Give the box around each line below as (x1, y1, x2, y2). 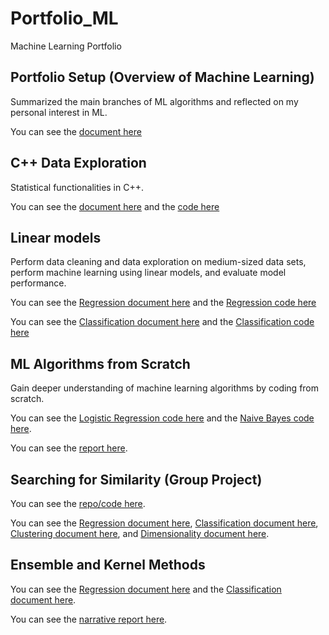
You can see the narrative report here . (10, 613, 168, 625)
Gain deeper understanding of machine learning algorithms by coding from (10, 382, 320, 394)
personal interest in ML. (10, 106, 108, 118)
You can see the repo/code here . (10, 498, 146, 509)
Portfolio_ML (10, 7, 119, 30)
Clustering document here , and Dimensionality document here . (10, 528, 270, 539)
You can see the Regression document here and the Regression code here (10, 297, 317, 309)
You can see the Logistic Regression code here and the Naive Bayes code (10, 412, 315, 424)
